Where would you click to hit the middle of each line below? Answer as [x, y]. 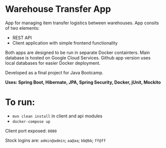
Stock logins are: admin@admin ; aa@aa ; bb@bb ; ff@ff [55, 140]
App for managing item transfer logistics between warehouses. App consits [82, 23]
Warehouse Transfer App [58, 9]
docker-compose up [31, 122]
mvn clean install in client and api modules [57, 116]
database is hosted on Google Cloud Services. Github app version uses [78, 57]
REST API [22, 38]
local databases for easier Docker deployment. [53, 63]
